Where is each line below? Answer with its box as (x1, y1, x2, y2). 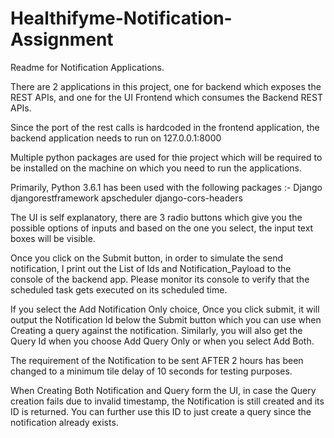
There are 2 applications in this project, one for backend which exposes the (10, 80, 322, 92)
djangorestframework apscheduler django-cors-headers (10, 192, 243, 204)
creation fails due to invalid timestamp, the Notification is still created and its (10, 395, 325, 407)
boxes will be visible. (10, 232, 96, 244)
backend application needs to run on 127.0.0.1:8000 (10, 132, 222, 144)
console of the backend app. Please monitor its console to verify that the (10, 273, 310, 285)
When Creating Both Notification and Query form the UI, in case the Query (10, 384, 317, 396)
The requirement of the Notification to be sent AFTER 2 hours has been (10, 354, 304, 366)
